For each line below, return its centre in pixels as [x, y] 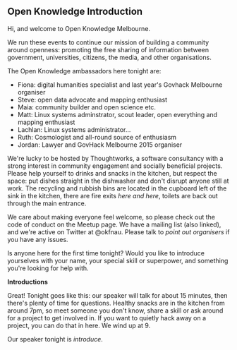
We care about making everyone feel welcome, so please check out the [111, 217]
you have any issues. [38, 239]
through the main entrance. [47, 203]
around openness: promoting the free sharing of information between [108, 49]
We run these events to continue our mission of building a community [108, 42]
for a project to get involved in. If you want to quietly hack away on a [107, 318]
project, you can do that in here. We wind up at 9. [79, 325]
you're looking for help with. [48, 268]
